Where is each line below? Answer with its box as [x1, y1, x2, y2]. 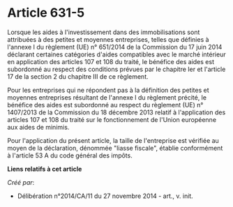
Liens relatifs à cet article [7, 164, 82, 173]
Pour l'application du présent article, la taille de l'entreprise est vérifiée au [7, 136, 220, 144]
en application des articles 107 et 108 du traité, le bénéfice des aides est [7, 57, 215, 66]
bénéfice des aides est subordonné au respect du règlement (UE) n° [7, 100, 204, 109]
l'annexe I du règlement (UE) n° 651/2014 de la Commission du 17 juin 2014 [7, 43, 223, 51]
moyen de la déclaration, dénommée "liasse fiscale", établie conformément [7, 144, 223, 152]
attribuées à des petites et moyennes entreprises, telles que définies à [7, 35, 209, 43]
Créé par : [7, 178, 35, 186]
